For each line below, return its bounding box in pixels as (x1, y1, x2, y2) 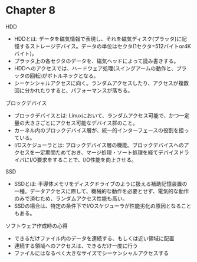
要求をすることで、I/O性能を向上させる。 (37, 156, 137, 163)
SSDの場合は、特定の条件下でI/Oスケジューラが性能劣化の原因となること (14, 202, 192, 209)
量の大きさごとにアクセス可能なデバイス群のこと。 (14, 119, 138, 126)
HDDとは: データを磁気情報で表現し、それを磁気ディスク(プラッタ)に (14, 35, 182, 42)
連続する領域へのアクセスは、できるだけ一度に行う (14, 242, 138, 249)
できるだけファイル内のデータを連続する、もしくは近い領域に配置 (14, 234, 175, 242)
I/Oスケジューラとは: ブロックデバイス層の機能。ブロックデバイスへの (14, 141, 184, 148)
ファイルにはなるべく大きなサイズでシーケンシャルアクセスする (14, 249, 169, 257)
